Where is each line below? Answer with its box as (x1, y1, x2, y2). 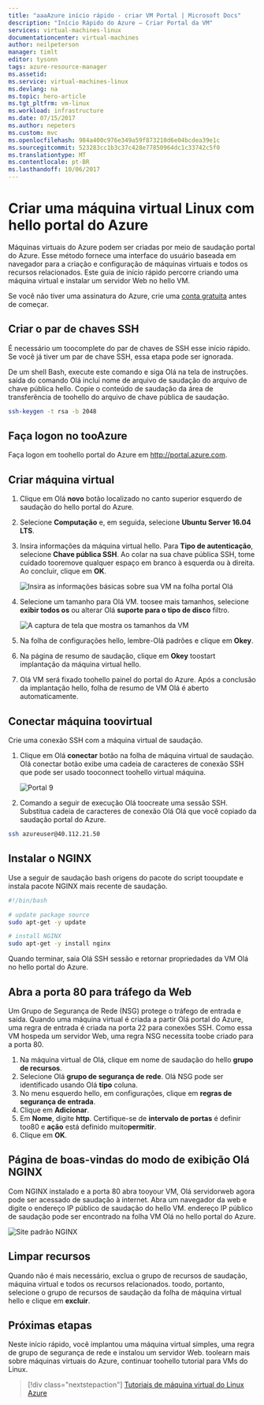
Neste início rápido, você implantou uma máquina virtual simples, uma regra (8, 1340, 255, 1349)
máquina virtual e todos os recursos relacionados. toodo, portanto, (8, 1279, 225, 1288)
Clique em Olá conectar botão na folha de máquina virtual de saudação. (19, 751, 255, 760)
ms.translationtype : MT (8, 151, 87, 159)
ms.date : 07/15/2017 (8, 114, 76, 122)
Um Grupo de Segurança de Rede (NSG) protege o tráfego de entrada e (8, 1006, 242, 1015)
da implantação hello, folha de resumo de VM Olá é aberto (19, 683, 209, 693)
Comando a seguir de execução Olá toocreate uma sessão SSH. (19, 798, 229, 808)
